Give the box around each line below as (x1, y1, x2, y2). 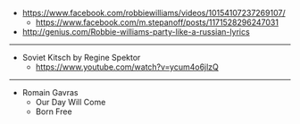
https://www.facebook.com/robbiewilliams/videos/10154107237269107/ (21, 8, 286, 18)
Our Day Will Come (35, 97, 106, 107)
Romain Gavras (21, 87, 79, 97)
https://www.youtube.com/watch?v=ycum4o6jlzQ (35, 62, 219, 72)
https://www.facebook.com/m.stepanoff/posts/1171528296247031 (35, 17, 279, 28)
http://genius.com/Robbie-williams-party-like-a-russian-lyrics (21, 27, 250, 37)
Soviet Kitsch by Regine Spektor (21, 53, 141, 62)
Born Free (35, 106, 73, 117)
